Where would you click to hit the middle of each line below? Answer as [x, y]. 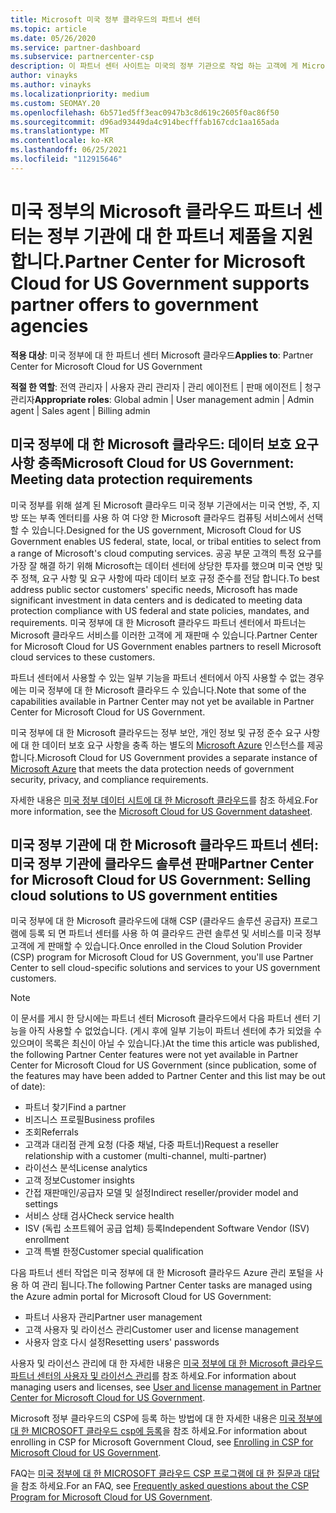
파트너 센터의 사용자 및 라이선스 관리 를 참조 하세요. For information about [153, 1376]
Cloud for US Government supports [160, 283]
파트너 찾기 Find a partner [75, 1107]
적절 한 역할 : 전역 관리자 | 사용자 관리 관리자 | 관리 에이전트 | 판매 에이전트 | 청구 [166, 387]
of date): [28, 1087]
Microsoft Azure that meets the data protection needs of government [152, 768]
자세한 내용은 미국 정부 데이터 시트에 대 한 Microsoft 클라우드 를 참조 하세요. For [164, 800]
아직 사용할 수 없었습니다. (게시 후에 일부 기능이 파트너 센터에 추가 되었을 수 [175, 1031]
